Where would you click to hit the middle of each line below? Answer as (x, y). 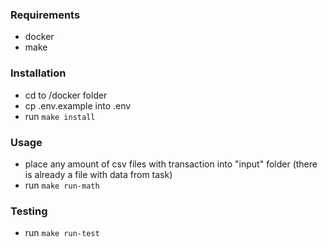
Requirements (45, 15)
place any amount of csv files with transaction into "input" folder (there (171, 164)
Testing (29, 211)
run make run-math (62, 185)
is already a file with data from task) (98, 174)
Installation (38, 73)
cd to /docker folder (66, 95)
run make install (60, 116)
